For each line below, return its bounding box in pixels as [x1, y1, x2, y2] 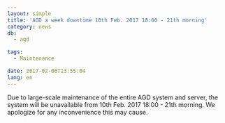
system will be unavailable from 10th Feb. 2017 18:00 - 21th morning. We [7, 100, 215, 108]
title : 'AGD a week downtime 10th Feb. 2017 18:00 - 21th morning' [7, 17, 208, 24]
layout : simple [7, 10, 52, 17]
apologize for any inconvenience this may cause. [7, 108, 148, 116]
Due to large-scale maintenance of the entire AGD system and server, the [7, 93, 219, 101]
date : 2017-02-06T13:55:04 [7, 67, 86, 74]
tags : [7, 49, 23, 56]
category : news [7, 23, 52, 30]
